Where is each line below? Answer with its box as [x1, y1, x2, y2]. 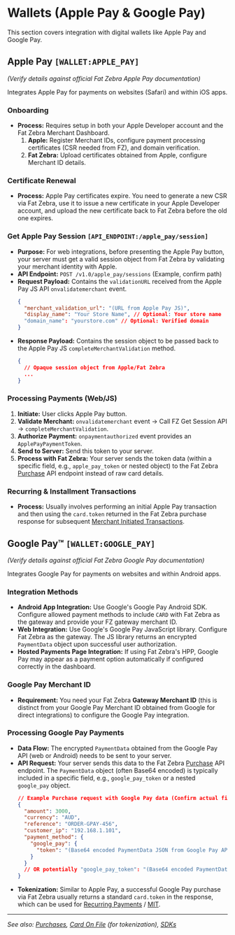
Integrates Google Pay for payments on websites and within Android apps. [7, 569, 222, 578]
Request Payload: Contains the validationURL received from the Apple [17, 277, 222, 285]
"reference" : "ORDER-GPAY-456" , [24, 820, 118, 828]
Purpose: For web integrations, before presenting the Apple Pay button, [17, 247, 225, 256]
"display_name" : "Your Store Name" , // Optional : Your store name [24, 311, 222, 318]
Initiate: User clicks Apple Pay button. [17, 409, 127, 417]
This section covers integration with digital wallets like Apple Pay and [7, 28, 206, 36]
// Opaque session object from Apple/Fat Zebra [24, 364, 166, 371]
